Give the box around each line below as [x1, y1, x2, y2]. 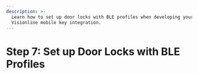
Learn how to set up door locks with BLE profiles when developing [11, 14, 181, 20]
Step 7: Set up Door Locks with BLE [6, 45, 180, 58]
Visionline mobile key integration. [11, 19, 101, 25]
